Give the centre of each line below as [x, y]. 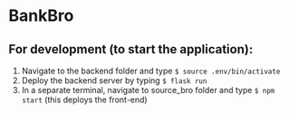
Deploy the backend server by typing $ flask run [114, 81]
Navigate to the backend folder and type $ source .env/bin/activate [151, 71]
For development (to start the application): [131, 49]
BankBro [41, 16]
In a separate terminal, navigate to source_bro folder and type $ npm [148, 90]
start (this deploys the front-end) [84, 100]
